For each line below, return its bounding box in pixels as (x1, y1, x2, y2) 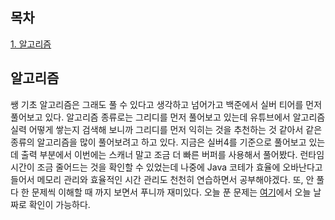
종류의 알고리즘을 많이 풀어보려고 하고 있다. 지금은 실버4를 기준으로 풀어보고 (10, 136, 307, 148)
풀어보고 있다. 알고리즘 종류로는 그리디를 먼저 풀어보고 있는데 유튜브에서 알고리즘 (10, 111, 326, 123)
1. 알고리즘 (10, 38, 52, 50)
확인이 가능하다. (28, 198, 91, 210)
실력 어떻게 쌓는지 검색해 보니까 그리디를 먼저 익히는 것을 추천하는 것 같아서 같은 (10, 123, 323, 135)
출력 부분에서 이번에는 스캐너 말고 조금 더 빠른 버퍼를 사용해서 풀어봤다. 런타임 (20, 148, 325, 160)
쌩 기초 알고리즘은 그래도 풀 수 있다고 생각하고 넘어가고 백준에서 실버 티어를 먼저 (10, 98, 323, 110)
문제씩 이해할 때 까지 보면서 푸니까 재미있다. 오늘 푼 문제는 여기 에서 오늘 (31, 186, 312, 198)
